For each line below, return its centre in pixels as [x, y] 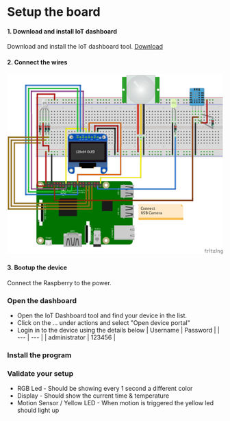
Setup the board [54, 12]
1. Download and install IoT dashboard [62, 31]
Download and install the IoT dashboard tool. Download [85, 47]
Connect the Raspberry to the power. [59, 282]
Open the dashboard [42, 300]
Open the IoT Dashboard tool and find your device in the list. [102, 315]
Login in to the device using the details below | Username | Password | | [118, 330]
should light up [38, 410]
